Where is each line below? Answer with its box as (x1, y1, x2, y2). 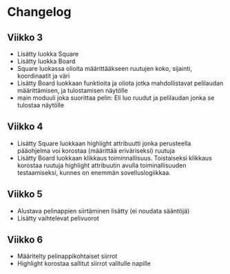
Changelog (7, 4, 72, 20)
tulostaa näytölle (17, 101, 64, 109)
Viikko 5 (7, 189, 43, 200)
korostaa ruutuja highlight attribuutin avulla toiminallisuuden (17, 161, 187, 169)
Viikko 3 (7, 32, 43, 43)
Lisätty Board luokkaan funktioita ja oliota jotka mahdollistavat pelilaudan (17, 79, 224, 87)
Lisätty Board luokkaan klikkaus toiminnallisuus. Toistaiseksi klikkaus (17, 154, 212, 162)
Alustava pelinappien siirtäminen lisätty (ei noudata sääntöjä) (17, 207, 190, 215)
